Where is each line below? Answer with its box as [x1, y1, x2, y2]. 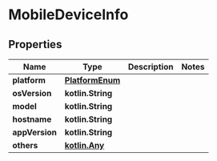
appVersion [12, 127, 58, 138]
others [12, 140, 38, 151]
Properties [8, 38, 62, 51]
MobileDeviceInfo [8, 6, 129, 24]
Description [127, 62, 174, 72]
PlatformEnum [64, 74, 121, 86]
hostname [12, 114, 52, 125]
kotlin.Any [64, 140, 105, 151]
